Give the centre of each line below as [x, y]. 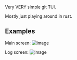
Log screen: [17, 52]
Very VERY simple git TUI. [31, 7]
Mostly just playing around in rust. [39, 16]
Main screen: [18, 43]
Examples [20, 31]
